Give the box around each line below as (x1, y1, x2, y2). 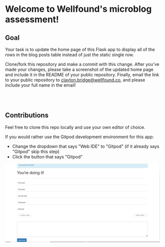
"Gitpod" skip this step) (12, 149, 60, 154)
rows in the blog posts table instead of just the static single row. (5, 52, 134, 58)
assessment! (5, 14, 59, 25)
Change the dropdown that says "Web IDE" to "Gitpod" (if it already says (12, 143, 160, 149)
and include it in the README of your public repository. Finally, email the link (5, 72, 160, 77)
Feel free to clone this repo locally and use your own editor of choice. (5, 124, 146, 130)
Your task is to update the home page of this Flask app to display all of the (5, 47, 155, 52)
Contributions (5, 111, 49, 120)
